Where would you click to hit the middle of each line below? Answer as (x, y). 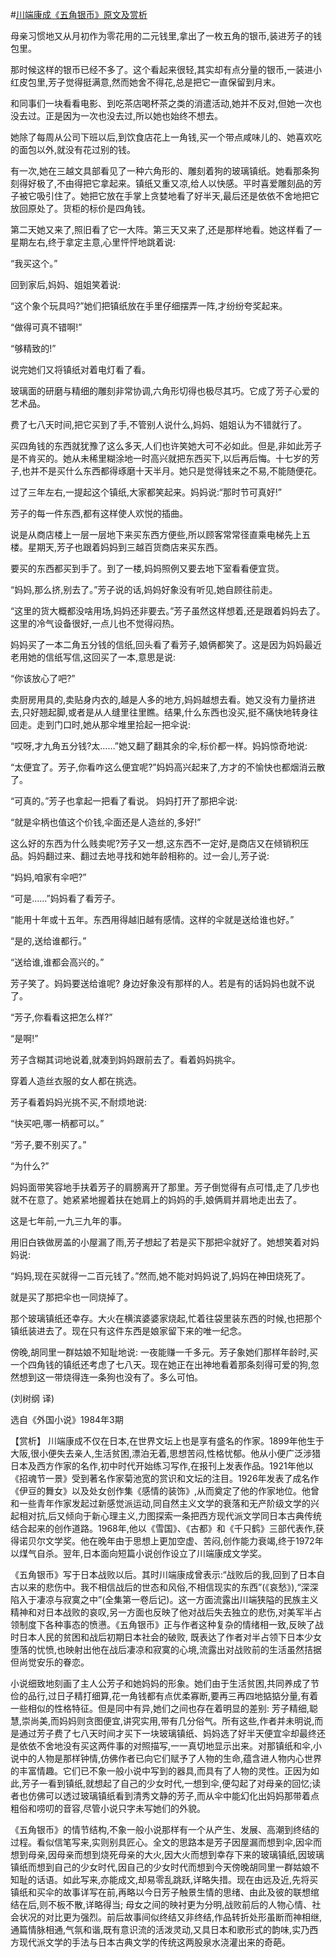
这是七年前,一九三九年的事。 (69, 1221)
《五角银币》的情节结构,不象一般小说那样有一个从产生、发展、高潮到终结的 (165, 1829)
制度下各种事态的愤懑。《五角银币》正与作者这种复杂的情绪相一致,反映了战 (171, 1624)
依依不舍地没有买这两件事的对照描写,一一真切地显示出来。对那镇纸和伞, (166, 1746)
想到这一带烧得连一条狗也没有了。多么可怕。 (110, 1377)
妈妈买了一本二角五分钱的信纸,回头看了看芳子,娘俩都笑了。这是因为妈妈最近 (166, 644)
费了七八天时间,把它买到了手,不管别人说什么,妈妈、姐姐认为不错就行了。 (159, 424)
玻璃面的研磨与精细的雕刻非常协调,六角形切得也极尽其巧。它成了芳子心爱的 (165, 391)
